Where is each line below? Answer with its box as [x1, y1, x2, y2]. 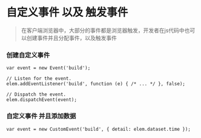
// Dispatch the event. [6, 91, 67, 97]
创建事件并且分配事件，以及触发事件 [26, 34, 117, 41]
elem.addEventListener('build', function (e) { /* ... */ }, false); [6, 81, 186, 87]
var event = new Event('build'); [6, 65, 91, 71]
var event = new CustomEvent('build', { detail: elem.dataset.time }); [6, 126, 191, 132]
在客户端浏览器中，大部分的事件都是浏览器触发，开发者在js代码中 [21, 27, 185, 34]
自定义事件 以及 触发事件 [6, 5, 128, 19]
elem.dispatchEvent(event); [6, 97, 77, 103]
